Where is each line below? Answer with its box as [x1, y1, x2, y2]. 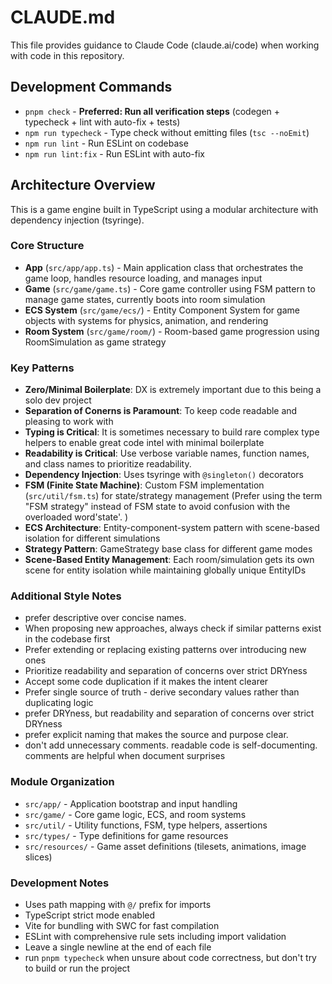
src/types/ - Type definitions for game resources [24, 829, 229, 841]
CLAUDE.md [10, 6, 116, 29]
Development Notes [10, 876, 110, 890]
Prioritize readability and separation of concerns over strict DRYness [24, 665, 308, 677]
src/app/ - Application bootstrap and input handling [24, 797, 238, 810]
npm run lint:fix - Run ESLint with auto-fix [24, 147, 205, 160]
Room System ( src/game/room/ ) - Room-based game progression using [24, 325, 320, 337]
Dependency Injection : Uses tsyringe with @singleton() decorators [24, 469, 304, 481]
